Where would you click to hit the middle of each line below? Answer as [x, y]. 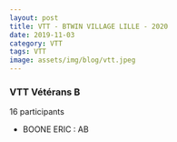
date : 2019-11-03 [42, 35]
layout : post [34, 18]
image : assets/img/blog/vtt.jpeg [73, 60]
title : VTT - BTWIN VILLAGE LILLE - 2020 [89, 26]
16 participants [37, 112]
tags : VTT [28, 52]
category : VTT [36, 43]
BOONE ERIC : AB [55, 129]
